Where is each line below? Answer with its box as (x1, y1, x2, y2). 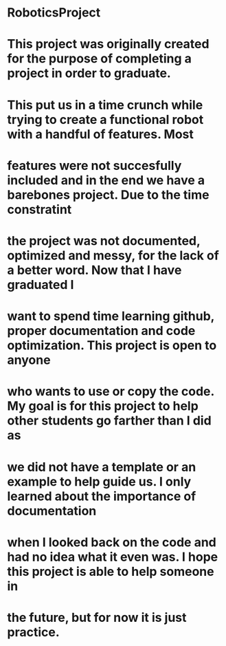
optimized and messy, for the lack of (7, 248, 220, 263)
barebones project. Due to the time (7, 187, 210, 202)
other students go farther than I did (7, 413, 212, 429)
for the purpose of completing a (7, 51, 192, 67)
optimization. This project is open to (7, 338, 217, 354)
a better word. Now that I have (7, 262, 182, 278)
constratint (7, 202, 72, 217)
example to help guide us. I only (7, 473, 192, 489)
